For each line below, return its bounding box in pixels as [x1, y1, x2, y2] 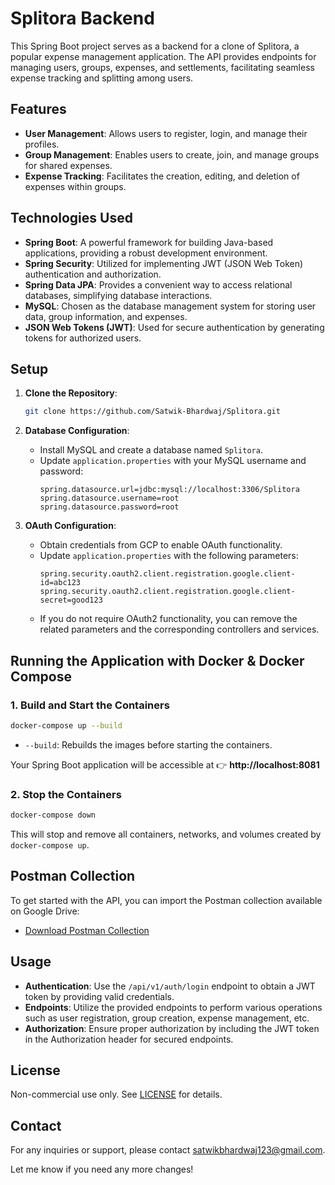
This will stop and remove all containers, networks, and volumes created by [10, 828, 322, 840]
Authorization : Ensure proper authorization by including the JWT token [24, 1022, 320, 1034]
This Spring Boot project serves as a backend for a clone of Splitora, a [10, 40, 300, 52]
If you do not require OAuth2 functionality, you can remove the [39, 613, 298, 625]
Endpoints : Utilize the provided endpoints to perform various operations [24, 1001, 323, 1013]
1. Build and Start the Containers [10, 698, 170, 712]
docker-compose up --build [10, 720, 123, 731]
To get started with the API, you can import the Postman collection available [10, 894, 323, 906]
